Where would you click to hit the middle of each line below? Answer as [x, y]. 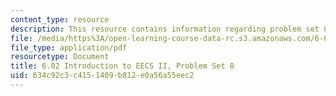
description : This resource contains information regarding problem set [165, 29]
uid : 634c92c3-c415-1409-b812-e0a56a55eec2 [102, 76]
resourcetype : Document [60, 57]
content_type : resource [60, 19]
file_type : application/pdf [69, 47]
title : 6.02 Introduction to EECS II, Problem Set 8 [122, 66]
